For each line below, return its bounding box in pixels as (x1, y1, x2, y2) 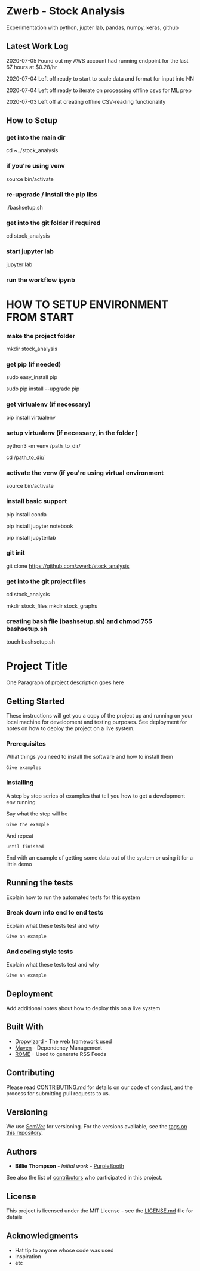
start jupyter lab (6, 247, 54, 256)
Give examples (6, 765, 42, 771)
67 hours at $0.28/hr (6, 63, 57, 70)
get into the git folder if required (6, 218, 101, 227)
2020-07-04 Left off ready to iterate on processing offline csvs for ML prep (6, 87, 192, 94)
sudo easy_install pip (6, 374, 58, 381)
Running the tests (6, 878, 73, 888)
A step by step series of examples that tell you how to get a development (6, 792, 186, 799)
